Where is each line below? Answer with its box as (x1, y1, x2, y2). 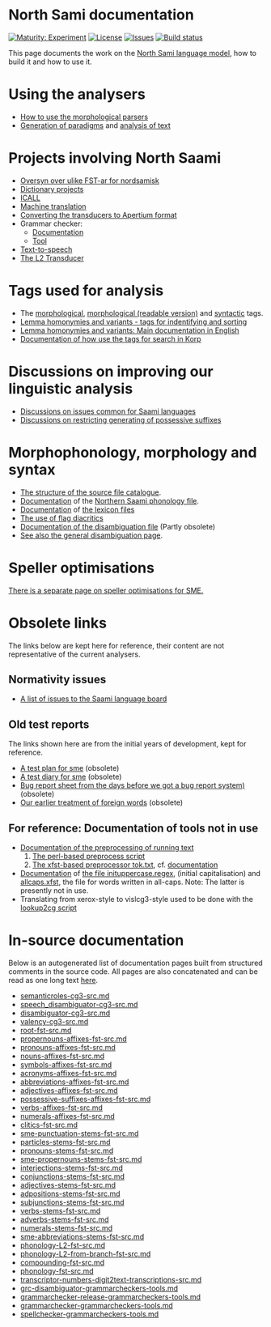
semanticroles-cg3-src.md (19, 990, 110, 1001)
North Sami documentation (8, 6, 194, 24)
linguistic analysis (8, 379, 133, 398)
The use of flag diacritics (19, 513, 104, 523)
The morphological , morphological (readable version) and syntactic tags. (19, 308, 264, 317)
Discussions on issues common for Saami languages (19, 406, 197, 416)
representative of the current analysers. (8, 649, 141, 659)
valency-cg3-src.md (19, 1016, 89, 1026)
